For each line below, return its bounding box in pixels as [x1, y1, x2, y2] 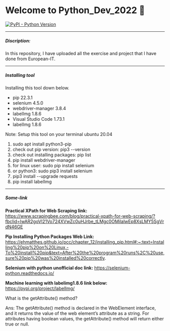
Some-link [5, 195, 28, 201]
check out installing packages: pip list [12, 152, 92, 158]
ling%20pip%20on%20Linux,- [5, 244, 69, 250]
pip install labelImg [12, 178, 52, 184]
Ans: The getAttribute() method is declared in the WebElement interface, [5, 305, 156, 311]
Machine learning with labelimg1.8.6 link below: [5, 280, 108, 286]
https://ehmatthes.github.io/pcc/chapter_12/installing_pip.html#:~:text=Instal [5, 239, 164, 245]
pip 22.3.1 [12, 94, 33, 101]
